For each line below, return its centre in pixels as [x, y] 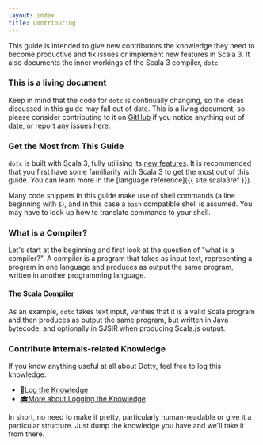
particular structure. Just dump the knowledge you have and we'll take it [126, 425]
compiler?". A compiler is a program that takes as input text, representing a [130, 259]
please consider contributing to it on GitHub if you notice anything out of [126, 117]
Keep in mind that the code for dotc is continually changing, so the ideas [126, 100]
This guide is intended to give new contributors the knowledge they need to [131, 45]
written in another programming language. [77, 275]
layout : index [32, 15]
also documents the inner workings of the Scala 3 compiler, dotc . [114, 62]
